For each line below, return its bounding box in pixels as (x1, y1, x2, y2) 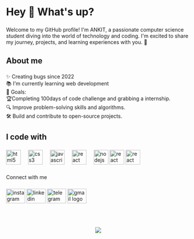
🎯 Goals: (6, 88, 26, 95)
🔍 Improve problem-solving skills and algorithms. (6, 104, 126, 111)
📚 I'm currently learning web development (6, 80, 109, 87)
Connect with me (6, 173, 47, 180)
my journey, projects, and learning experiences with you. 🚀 (6, 39, 148, 46)
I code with (6, 132, 47, 142)
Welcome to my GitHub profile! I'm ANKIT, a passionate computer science (6, 26, 184, 33)
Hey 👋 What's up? (6, 5, 95, 19)
